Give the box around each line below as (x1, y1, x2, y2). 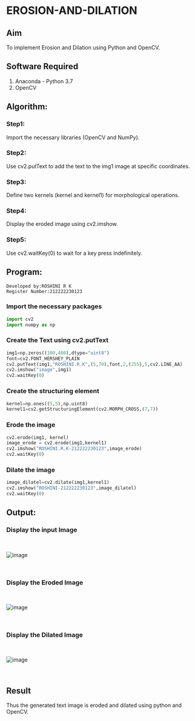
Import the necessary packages (6, 302, 102, 311)
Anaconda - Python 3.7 (15, 77, 73, 85)
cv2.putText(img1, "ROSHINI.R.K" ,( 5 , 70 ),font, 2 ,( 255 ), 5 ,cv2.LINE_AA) (6, 361, 183, 367)
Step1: (6, 120, 25, 128)
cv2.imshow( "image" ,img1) (6, 367, 71, 373)
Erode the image (6, 421, 56, 429)
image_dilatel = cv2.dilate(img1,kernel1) (6, 479, 110, 486)
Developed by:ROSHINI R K (6, 283, 71, 289)
